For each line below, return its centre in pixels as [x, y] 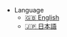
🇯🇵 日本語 [41, 26]
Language [29, 10]
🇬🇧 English [42, 17]
